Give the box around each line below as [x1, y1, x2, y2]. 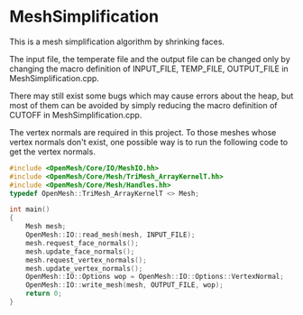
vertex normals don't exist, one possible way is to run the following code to [9, 136, 289, 147]
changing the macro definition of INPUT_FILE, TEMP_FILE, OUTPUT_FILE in [9, 63, 289, 74]
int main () [9, 205, 50, 214]
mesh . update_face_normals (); [25, 246, 135, 256]
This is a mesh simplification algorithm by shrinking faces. [9, 36, 225, 47]
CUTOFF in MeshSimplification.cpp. [9, 109, 142, 120]
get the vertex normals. [9, 146, 96, 157]
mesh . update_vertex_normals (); [25, 264, 143, 273]
